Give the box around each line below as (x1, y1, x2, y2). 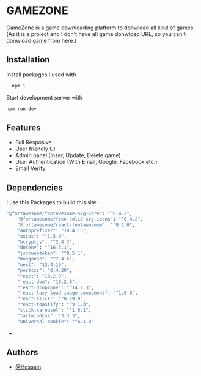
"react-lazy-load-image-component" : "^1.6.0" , (17, 290, 138, 297)
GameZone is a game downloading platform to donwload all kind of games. (6, 24, 196, 31)
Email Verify (15, 164, 46, 172)
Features (6, 122, 41, 133)
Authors (6, 347, 38, 358)
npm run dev (6, 105, 37, 112)
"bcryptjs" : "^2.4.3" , (17, 239, 75, 245)
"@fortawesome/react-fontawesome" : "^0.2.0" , (17, 221, 136, 228)
